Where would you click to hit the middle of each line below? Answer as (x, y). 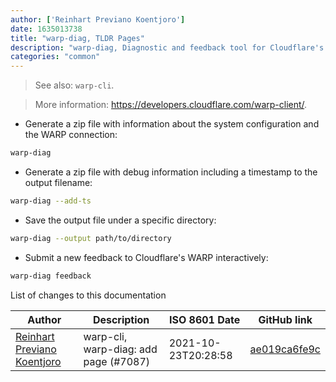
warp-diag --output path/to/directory (91, 238)
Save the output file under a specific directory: (120, 220)
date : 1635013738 (46, 29)
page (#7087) (117, 361)
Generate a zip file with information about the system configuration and (172, 124)
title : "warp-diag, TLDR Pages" (77, 38)
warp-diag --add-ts (51, 201)
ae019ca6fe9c (285, 349)
